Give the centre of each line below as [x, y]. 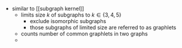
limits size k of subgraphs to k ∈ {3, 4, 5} [71, 15]
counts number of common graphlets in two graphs [84, 34]
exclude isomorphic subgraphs [68, 21]
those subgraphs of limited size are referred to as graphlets [103, 27]
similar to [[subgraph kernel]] [48, 9]
